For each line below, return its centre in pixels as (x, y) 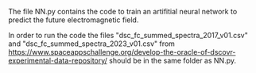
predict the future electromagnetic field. (74, 20)
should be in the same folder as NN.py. (173, 60)
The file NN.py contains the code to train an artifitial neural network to (123, 12)
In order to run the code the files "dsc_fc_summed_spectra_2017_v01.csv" (128, 35)
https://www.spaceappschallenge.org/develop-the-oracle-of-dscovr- (122, 52)
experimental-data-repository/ (58, 60)
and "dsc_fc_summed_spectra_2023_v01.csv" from (91, 44)
